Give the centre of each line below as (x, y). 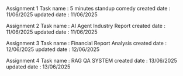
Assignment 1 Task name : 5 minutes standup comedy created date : (88, 8)
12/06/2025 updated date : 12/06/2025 (53, 49)
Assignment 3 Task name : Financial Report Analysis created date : (86, 43)
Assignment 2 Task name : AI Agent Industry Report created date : (86, 26)
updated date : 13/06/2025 (38, 67)
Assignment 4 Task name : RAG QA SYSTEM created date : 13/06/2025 (91, 61)
